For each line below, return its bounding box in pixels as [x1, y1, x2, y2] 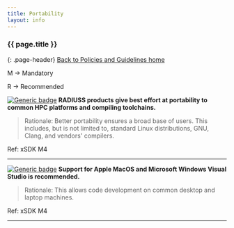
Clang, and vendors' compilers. [24, 131, 115, 140]
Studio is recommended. [7, 172, 80, 181]
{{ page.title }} [7, 40, 58, 49]
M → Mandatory [7, 69, 54, 77]
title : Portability [7, 10, 64, 17]
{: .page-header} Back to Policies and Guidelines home [7, 55, 165, 63]
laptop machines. [24, 193, 75, 202]
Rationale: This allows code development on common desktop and [24, 186, 216, 194]
